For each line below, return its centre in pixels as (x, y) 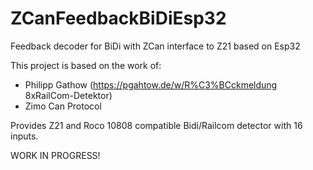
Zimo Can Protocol (63, 106)
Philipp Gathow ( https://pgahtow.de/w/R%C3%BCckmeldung (151, 84)
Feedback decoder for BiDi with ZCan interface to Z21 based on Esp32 (155, 46)
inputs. (24, 136)
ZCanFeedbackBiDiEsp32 (118, 18)
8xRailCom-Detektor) (68, 95)
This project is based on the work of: (86, 65)
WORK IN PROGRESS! (55, 155)
